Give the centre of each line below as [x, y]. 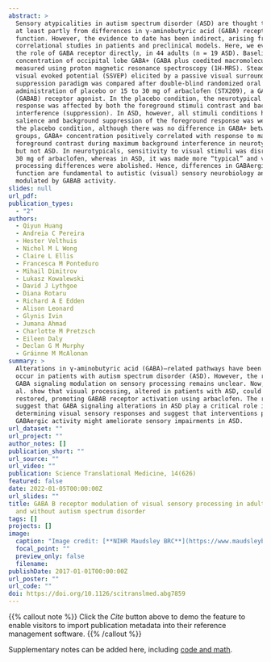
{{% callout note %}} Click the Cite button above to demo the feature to [127, 617]
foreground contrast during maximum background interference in [126, 143]
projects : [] [30, 526]
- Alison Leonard [45, 308]
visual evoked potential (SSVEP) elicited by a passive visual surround [140, 76]
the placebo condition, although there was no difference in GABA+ [131, 128]
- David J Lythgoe [47, 286]
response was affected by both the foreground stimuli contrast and [133, 106]
